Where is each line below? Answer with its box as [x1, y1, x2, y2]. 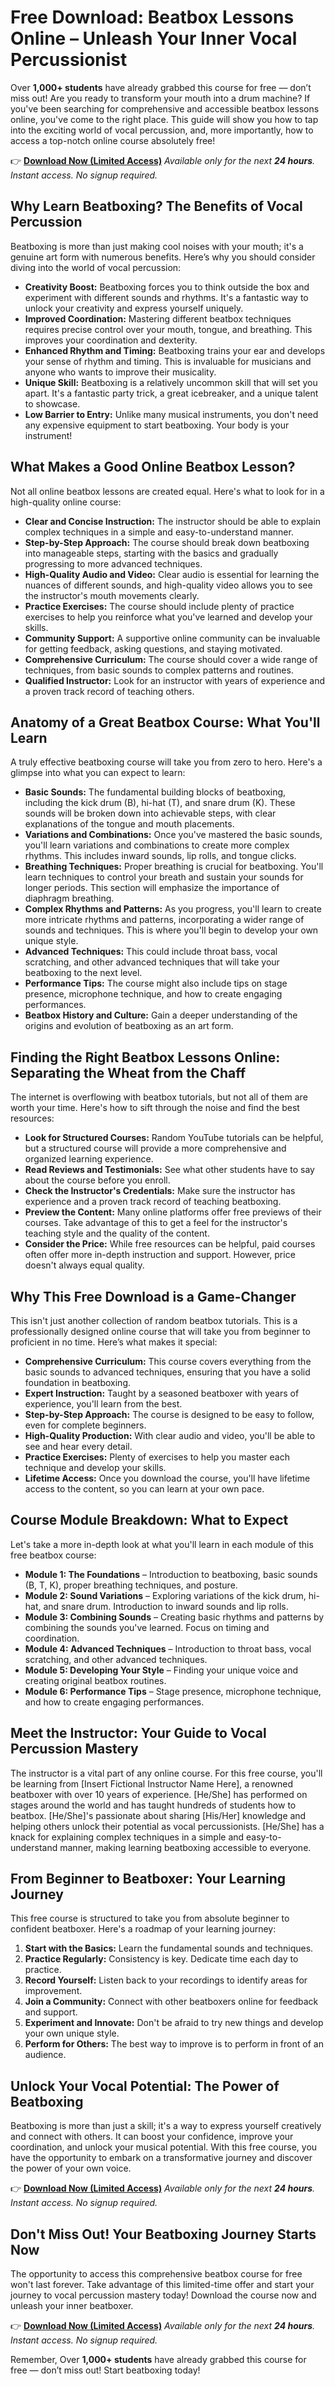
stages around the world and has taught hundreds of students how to [10, 1799, 297, 1811]
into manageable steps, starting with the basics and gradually [24, 547, 279, 559]
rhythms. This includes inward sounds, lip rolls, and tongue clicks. [24, 850, 297, 862]
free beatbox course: [10, 1549, 97, 1561]
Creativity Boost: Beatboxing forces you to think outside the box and [24, 281, 310, 293]
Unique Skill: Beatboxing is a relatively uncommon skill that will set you [24, 376, 318, 388]
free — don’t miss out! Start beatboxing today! [10, 2364, 201, 2376]
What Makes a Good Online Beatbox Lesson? [10, 459, 296, 476]
